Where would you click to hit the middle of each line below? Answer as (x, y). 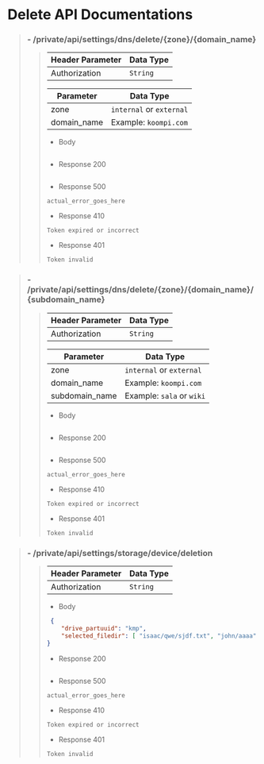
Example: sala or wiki (165, 396)
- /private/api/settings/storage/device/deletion (120, 553)
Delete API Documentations (100, 15)
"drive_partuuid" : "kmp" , (104, 628)
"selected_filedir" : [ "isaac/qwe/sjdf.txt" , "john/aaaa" (159, 636)
